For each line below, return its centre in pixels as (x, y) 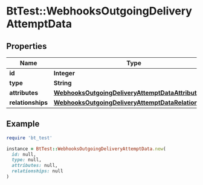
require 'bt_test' (29, 138)
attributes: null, (35, 166)
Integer (64, 73)
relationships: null (37, 171)
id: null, (24, 154)
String (63, 83)
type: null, (27, 160)
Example (23, 124)
